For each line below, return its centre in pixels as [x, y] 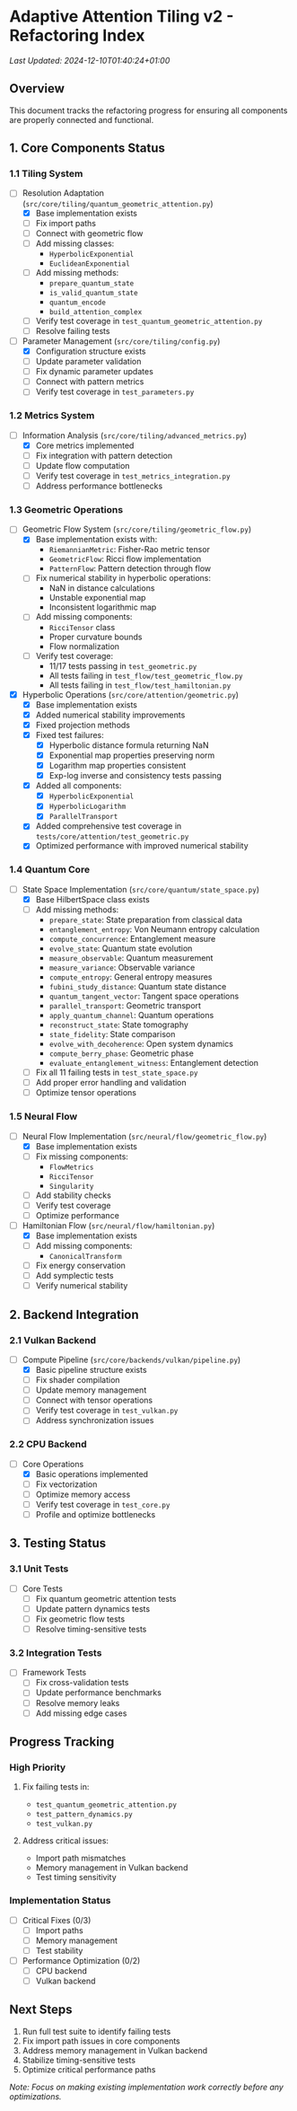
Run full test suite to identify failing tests [96, 2031]
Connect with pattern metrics [90, 382]
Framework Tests [54, 1673]
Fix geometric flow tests [80, 1619]
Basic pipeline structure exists [91, 1370]
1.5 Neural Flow [44, 1117]
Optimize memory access [83, 1494]
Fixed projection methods [83, 725]
